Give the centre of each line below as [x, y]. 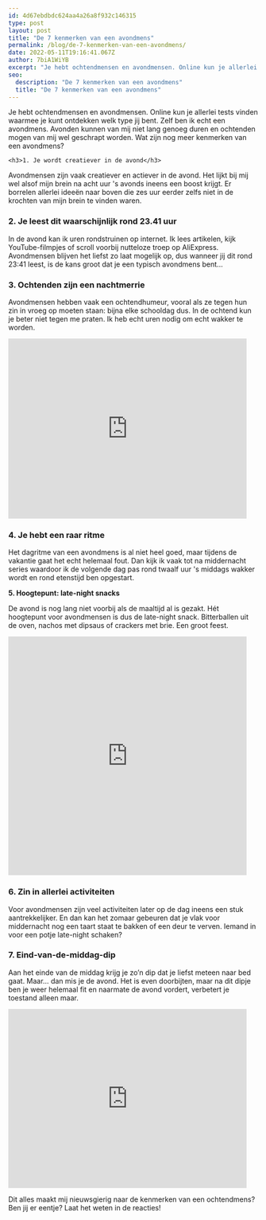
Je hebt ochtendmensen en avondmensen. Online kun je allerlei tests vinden [133, 112]
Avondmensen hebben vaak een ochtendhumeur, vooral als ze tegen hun [128, 302]
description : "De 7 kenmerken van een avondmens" [99, 82]
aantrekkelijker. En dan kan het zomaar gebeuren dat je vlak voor [114, 918]
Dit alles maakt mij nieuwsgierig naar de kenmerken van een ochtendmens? [132, 1199]
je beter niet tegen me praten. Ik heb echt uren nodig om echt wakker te [126, 318]
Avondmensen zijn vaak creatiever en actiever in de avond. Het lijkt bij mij [128, 175]
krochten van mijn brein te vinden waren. [75, 201]
